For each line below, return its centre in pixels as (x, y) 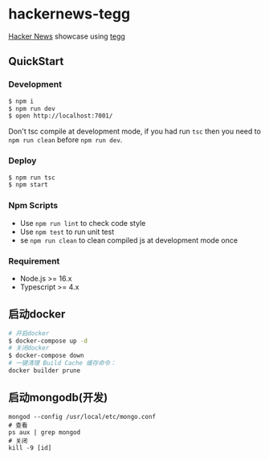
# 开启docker (29, 333)
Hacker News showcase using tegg (67, 36)
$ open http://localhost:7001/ (61, 116)
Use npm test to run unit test (67, 232)
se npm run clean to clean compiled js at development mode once (129, 240)
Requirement (34, 260)
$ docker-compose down (46, 356)
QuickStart (36, 61)
